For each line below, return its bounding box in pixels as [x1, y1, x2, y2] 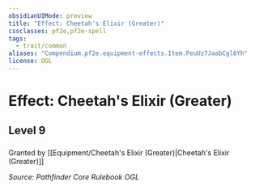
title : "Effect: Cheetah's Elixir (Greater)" [8, 19, 164, 27]
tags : [8, 34, 27, 43]
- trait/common [15, 42, 67, 50]
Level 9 [8, 124, 46, 137]
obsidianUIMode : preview [8, 11, 92, 20]
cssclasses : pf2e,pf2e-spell [8, 27, 107, 35]
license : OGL [8, 57, 53, 65]
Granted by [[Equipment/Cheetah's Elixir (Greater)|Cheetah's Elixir [8, 148, 230, 158]
